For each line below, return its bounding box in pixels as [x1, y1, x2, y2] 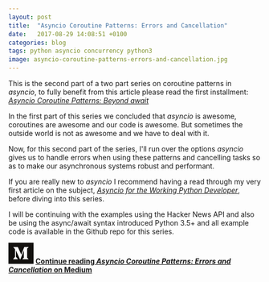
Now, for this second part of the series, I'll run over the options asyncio [8, 144, 244, 153]
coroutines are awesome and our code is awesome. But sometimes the [8, 120, 243, 129]
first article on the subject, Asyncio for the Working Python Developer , [8, 185, 241, 195]
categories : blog [8, 39, 67, 47]
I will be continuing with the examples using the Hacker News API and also [8, 209, 255, 219]
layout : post [8, 13, 52, 21]
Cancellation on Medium [8, 265, 92, 274]
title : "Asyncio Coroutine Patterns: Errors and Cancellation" [8, 21, 228, 30]
